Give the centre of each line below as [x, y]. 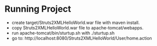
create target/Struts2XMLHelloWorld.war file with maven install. [76, 23]
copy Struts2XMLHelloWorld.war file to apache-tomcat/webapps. [78, 27]
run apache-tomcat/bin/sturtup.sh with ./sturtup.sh [63, 33]
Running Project [38, 9]
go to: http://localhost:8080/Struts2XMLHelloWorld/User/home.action [82, 38]
